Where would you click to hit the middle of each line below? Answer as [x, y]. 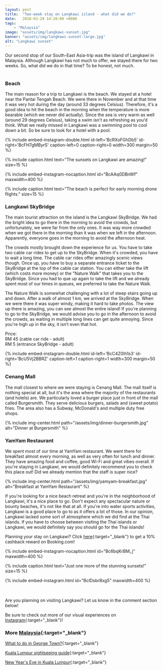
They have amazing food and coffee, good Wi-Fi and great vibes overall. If [80, 461]
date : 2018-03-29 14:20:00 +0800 [41, 19]
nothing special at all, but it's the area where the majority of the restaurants [80, 392]
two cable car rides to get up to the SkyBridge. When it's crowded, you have [81, 253]
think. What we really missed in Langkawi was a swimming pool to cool [76, 125]
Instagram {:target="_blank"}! [34, 620]
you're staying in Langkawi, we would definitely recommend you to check [79, 467]
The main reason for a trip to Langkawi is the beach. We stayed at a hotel [78, 94]
